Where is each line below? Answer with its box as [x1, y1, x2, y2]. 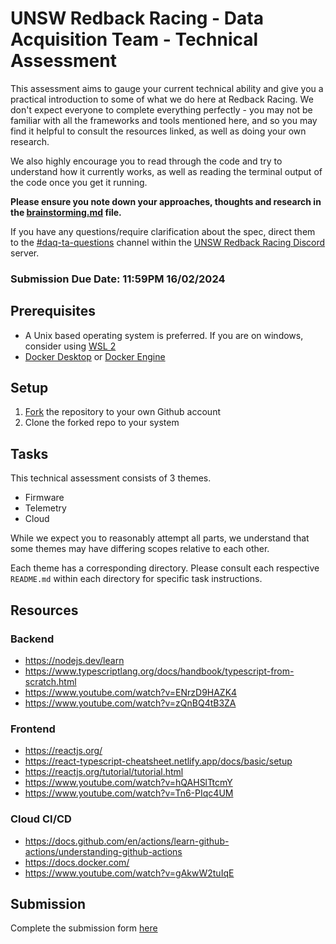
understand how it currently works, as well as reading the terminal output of [10, 165, 323, 177]
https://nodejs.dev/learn [24, 654, 125, 666]
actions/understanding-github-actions [24, 845, 183, 857]
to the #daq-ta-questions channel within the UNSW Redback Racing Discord [10, 236, 326, 248]
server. [10, 247, 40, 259]
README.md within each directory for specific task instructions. [10, 573, 263, 585]
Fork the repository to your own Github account [24, 406, 221, 418]
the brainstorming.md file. [10, 206, 122, 218]
